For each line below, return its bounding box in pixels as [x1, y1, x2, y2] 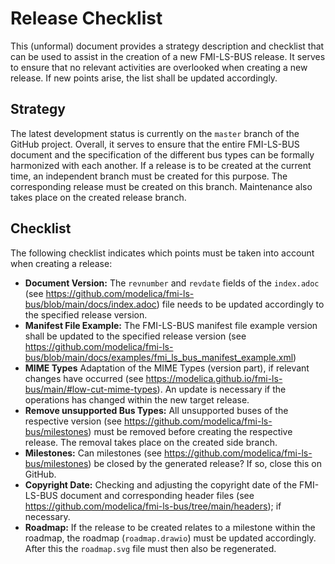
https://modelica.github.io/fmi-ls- [145, 372, 283, 384]
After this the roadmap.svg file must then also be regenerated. [24, 542, 277, 554]
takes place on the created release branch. [10, 191, 187, 203]
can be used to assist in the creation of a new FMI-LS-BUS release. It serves [10, 50, 326, 62]
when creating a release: [10, 257, 113, 269]
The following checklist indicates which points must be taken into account [10, 247, 315, 259]
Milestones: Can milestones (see [24, 447, 163, 459]
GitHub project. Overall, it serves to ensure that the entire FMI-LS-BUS [10, 138, 300, 150]
